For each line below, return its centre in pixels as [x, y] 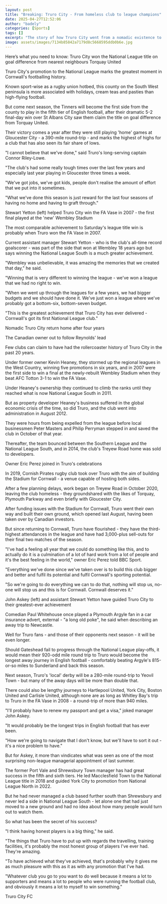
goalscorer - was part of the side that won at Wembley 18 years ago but [79, 248]
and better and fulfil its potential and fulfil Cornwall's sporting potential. [78, 575]
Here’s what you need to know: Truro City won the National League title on [82, 56]
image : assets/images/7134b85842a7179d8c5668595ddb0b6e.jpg [69, 42]
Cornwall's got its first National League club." [52, 318]
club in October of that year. [34, 434]
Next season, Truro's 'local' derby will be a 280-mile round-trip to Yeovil [79, 675]
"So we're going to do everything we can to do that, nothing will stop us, [79, 584]
